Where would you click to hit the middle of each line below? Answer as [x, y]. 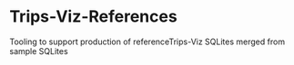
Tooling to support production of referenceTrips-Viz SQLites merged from [147, 42]
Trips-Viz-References [93, 17]
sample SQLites [39, 51]
